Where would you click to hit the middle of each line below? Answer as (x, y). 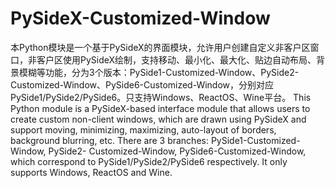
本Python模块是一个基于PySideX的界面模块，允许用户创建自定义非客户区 (160, 47)
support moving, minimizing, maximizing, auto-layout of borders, (143, 129)
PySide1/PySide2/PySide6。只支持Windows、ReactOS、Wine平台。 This (161, 97)
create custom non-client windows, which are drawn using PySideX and (158, 119)
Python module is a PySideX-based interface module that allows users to (160, 108)
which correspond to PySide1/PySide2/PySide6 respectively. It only (149, 161)
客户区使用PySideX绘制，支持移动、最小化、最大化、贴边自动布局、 (176, 59)
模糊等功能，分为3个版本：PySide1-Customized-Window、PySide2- (159, 72)
